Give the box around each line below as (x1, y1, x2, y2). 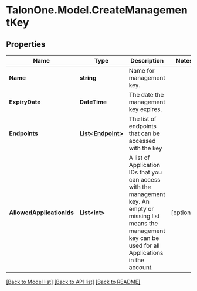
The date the (128, 91, 164, 98)
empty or (128, 205, 154, 213)
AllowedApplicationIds (9, 208, 74, 217)
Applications (128, 249, 164, 256)
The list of (128, 115, 157, 123)
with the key (128, 144, 162, 152)
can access (128, 176, 161, 183)
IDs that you (128, 168, 162, 176)
